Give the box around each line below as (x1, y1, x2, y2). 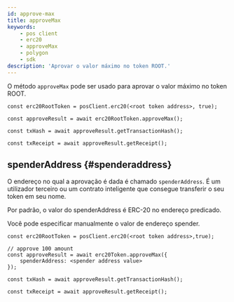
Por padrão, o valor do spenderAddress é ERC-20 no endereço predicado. (7, 206, 222, 214)
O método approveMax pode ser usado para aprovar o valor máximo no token (7, 81, 228, 90)
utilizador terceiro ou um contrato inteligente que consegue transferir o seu (7, 185, 224, 193)
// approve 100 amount (7, 245, 74, 253)
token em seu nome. (7, 192, 67, 201)
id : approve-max (7, 10, 55, 18)
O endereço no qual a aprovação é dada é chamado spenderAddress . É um (7, 177, 221, 186)
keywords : (7, 23, 36, 30)
